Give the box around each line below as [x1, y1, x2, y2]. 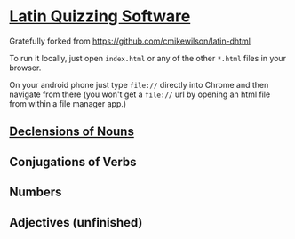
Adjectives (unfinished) [9, 215, 143, 230]
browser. [9, 62, 42, 73]
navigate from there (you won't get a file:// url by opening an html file [9, 89, 271, 100]
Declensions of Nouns [9, 124, 135, 139]
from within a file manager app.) [9, 98, 127, 108]
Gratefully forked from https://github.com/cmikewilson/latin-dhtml [9, 36, 251, 46]
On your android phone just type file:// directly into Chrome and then [9, 79, 269, 90]
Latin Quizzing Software [9, 6, 191, 27]
